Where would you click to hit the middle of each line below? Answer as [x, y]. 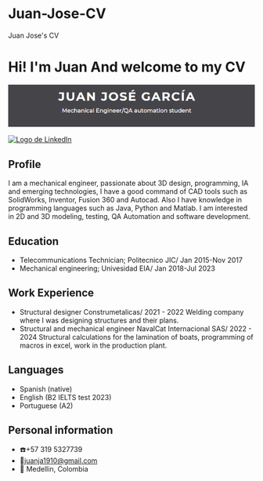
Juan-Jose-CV [57, 14]
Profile [25, 164]
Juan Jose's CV [34, 35]
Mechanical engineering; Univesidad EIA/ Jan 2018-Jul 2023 [117, 268]
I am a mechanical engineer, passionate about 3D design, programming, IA [128, 183]
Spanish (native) [46, 388]
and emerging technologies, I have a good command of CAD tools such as [128, 191]
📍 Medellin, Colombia [54, 469]
